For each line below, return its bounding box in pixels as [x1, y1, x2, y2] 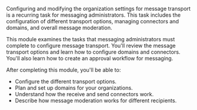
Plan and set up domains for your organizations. [14, 84, 133, 91]
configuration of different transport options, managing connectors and [6, 18, 179, 25]
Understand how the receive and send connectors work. [14, 91, 154, 97]
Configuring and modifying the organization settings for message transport [6, 5, 191, 12]
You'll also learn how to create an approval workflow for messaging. [6, 55, 173, 62]
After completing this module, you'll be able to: [6, 66, 121, 74]
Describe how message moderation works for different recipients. [14, 97, 177, 104]
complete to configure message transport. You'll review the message [6, 42, 176, 49]
